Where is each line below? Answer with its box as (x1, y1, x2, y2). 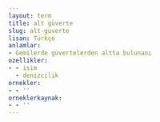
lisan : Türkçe (8, 34, 56, 43)
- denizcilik (15, 71, 59, 79)
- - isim (8, 64, 38, 72)
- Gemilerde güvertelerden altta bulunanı (8, 49, 152, 57)
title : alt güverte (8, 19, 74, 27)
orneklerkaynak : (8, 94, 62, 102)
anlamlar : (8, 42, 42, 50)
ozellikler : (8, 57, 48, 65)
